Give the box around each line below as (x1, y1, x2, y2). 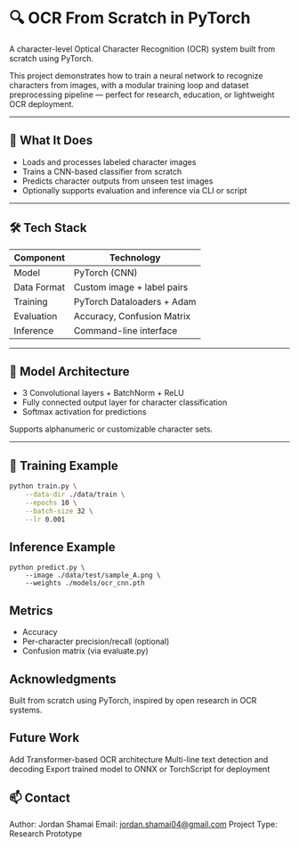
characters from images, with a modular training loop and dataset (9, 79, 249, 90)
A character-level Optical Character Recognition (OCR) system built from (9, 43, 276, 54)
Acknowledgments (9, 671, 117, 687)
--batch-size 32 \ (25, 506, 93, 515)
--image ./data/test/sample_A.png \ (25, 571, 162, 580)
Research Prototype (9, 827, 83, 839)
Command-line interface (74, 324, 178, 336)
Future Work (9, 730, 80, 745)
